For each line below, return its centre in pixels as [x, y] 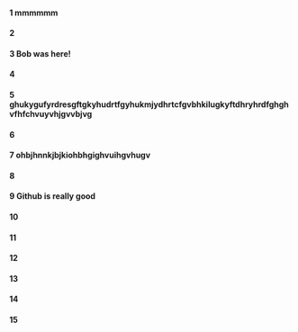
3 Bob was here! [40, 53]
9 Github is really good [53, 196]
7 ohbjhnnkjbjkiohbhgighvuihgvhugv [80, 155]
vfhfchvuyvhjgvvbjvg [51, 113]
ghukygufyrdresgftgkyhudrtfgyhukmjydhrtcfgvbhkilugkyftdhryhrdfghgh [149, 104]
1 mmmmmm [34, 13]
